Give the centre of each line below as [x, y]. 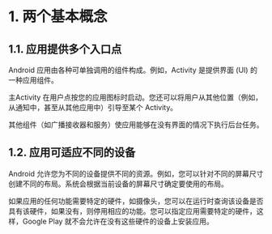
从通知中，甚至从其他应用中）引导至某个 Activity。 [93, 107]
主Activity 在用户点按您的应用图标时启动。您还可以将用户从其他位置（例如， [136, 97]
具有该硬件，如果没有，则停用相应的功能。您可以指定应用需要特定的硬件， [132, 211]
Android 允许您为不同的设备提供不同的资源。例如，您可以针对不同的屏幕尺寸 [136, 173]
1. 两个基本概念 [58, 17]
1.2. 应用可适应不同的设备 [72, 153]
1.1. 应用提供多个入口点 [65, 49]
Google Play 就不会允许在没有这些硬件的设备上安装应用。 [118, 221]
